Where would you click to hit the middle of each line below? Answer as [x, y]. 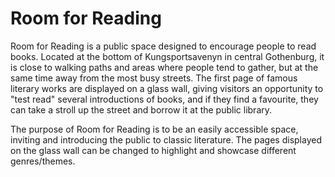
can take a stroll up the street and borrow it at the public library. [141, 109]
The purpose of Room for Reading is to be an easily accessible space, [154, 129]
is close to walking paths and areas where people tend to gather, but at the [164, 67]
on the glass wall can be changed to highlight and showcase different [153, 150]
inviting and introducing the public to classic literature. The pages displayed [166, 139]
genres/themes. [43, 161]
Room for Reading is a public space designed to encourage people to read [163, 46]
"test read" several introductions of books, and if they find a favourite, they [164, 99]
